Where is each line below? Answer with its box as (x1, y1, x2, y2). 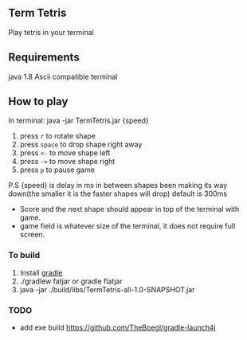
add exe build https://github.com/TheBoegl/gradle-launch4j (19, 322, 217, 333)
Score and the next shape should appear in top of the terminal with (19, 205, 240, 214)
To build (8, 250, 41, 261)
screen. (19, 230, 45, 240)
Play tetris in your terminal (8, 27, 94, 37)
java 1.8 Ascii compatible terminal (8, 72, 118, 81)
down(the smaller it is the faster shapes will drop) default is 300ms (8, 189, 228, 198)
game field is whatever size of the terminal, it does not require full (19, 221, 236, 231)
